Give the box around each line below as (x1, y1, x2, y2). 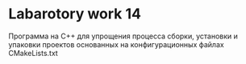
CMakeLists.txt (8, 48, 58, 58)
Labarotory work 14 (8, 5, 141, 23)
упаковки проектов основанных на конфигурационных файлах (8, 39, 224, 49)
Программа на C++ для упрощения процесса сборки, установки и (8, 31, 238, 41)
